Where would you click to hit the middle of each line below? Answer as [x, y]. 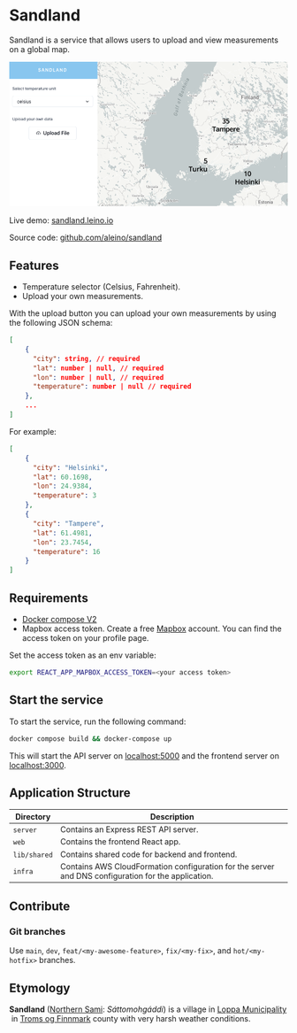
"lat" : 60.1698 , [62, 477]
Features [34, 265]
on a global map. [40, 49]
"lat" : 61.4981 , [62, 533]
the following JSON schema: [61, 323]
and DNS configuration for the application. [137, 875]
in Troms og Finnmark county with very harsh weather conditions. [131, 1018]
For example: [33, 431]
